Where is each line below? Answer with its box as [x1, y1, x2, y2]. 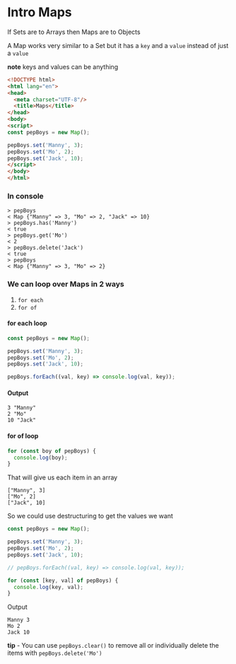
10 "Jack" [7, 417, 37, 424]
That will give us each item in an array [7, 473, 118, 482]
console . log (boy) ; [13, 454, 69, 461]
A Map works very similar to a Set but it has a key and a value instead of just [7, 41, 229, 49]
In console [7, 191, 44, 201]
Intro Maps [7, 4, 72, 21]
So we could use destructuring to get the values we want [7, 512, 173, 520]
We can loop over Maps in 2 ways [7, 279, 125, 289]
